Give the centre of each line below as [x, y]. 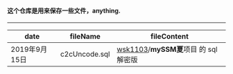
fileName [85, 37]
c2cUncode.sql [85, 54]
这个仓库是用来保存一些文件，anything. [64, 10]
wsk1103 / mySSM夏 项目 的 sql [167, 50]
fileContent [170, 37]
